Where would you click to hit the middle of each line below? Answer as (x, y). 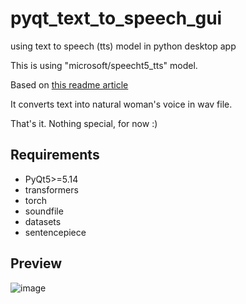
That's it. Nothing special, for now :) (84, 123)
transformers (51, 189)
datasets (43, 221)
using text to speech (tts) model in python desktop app (123, 46)
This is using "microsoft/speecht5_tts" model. (104, 65)
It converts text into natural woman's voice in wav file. (121, 104)
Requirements (55, 155)
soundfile (44, 211)
